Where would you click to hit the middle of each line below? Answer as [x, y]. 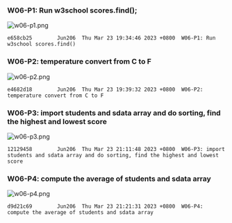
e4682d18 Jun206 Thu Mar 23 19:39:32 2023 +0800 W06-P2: [105, 89]
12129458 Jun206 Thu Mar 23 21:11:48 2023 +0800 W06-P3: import [116, 149]
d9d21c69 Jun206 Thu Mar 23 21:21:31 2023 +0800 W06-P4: [105, 206]
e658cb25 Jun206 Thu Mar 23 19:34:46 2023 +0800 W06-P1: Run [111, 38]
